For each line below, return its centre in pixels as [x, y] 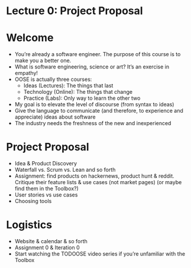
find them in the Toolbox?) [46, 189]
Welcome [30, 38]
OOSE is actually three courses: [53, 79]
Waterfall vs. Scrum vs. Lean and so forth [65, 170]
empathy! [26, 73]
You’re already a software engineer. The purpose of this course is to [98, 54]
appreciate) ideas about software [55, 117]
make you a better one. [43, 61]
